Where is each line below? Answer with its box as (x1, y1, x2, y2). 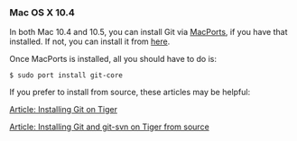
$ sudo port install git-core (9, 71, 124, 80)
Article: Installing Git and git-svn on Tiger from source (9, 121, 209, 132)
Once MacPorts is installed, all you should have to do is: (9, 54, 218, 65)
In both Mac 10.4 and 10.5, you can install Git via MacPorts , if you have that (9, 27, 288, 38)
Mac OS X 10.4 (9, 6, 75, 19)
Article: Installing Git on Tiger (9, 104, 117, 115)
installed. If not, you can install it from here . (9, 36, 171, 47)
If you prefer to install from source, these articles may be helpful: (9, 87, 251, 98)
